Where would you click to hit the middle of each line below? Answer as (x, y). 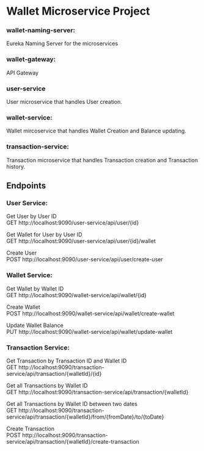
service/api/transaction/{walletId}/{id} (54, 373)
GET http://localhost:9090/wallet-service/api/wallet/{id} (77, 295)
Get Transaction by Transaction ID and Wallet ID (67, 361)
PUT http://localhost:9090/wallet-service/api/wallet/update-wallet (89, 331)
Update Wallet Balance (35, 325)
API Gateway (22, 73)
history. (16, 167)
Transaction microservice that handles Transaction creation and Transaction (102, 160)
